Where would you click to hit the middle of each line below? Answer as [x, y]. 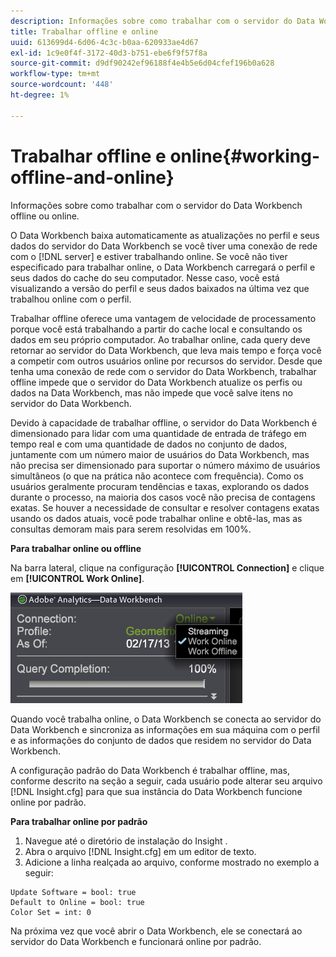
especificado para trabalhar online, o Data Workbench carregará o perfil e [163, 267]
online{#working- [245, 156]
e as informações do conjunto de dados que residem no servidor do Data [161, 740]
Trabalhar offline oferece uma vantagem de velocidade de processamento [163, 318]
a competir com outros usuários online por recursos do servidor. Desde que [166, 361]
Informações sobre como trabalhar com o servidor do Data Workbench [156, 205]
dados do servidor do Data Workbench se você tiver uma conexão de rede [164, 246]
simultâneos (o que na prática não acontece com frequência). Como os [157, 476]
